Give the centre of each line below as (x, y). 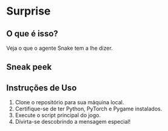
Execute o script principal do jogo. (58, 115)
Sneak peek (29, 67)
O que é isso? (32, 34)
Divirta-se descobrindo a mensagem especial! (73, 122)
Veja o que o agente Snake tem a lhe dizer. (60, 48)
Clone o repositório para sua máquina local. (69, 102)
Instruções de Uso (42, 88)
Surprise (29, 11)
